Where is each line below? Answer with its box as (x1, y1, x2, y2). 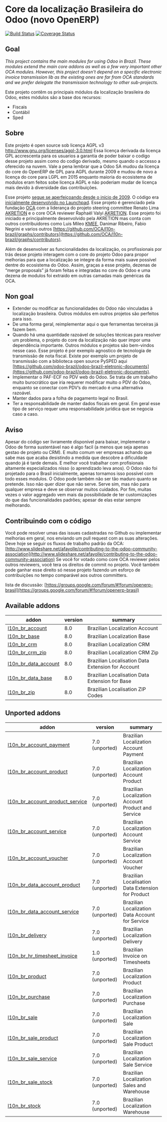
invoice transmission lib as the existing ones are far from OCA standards (5, 74, 154, 80)
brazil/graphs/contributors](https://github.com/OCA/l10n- (5, 231, 123, 237)
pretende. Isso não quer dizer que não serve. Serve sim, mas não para (5, 481, 149, 487)
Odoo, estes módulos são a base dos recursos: (5, 94, 102, 100)
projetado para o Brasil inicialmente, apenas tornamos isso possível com (5, 470, 154, 476)
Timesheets (123, 958, 151, 965)
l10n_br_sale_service (7, 1055, 57, 1062)
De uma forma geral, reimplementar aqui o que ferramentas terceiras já (12, 321, 159, 327)
